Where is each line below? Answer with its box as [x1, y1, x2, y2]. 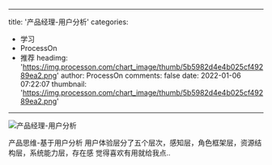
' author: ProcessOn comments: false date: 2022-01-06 [56, 70, 241, 80]
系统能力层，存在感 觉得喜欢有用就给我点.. [29, 148, 172, 158]
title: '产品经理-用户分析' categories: [8, 17, 129, 27]
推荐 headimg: [19, 53, 69, 62]
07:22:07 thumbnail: [19, 79, 87, 89]
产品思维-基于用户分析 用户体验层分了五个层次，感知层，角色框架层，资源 [8, 138, 255, 147]
